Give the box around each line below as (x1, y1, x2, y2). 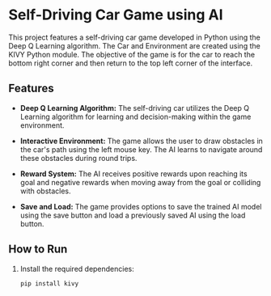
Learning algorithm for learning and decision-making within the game (19, 112, 252, 121)
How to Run (8, 243, 68, 256)
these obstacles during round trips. (19, 153, 138, 163)
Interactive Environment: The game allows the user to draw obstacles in (19, 136, 263, 146)
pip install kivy (19, 279, 79, 288)
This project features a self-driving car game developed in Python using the (8, 32, 261, 42)
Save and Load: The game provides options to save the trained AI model (19, 201, 262, 211)
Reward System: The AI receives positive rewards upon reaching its (19, 168, 248, 179)
